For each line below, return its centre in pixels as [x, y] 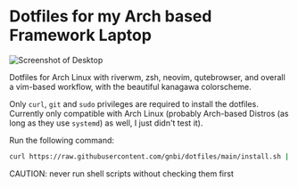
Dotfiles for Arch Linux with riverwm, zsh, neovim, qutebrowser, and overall [147, 77]
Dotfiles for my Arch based [111, 16]
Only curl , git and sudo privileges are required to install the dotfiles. [134, 103]
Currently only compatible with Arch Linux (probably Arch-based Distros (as [149, 113]
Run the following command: [62, 140]
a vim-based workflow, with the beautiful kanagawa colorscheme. [130, 86]
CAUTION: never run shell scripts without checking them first [121, 173]
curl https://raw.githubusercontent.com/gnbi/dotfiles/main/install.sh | [149, 156]
